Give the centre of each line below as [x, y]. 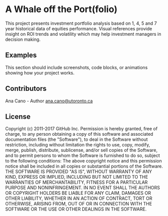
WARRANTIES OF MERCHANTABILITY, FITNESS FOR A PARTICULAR [76, 182]
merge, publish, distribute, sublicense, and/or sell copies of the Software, [81, 150]
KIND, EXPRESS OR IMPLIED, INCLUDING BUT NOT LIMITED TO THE [77, 177]
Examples [21, 55]
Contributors [26, 89]
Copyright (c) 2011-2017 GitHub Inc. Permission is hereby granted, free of [81, 129]
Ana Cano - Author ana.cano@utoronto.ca [49, 101]
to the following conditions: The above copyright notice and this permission [84, 161]
